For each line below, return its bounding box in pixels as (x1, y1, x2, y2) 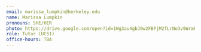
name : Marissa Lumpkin (6, 14, 63, 20)
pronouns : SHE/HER (6, 20, 52, 26)
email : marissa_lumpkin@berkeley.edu (6, 8, 100, 15)
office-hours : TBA (6, 36, 52, 42)
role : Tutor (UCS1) (6, 31, 55, 37)
